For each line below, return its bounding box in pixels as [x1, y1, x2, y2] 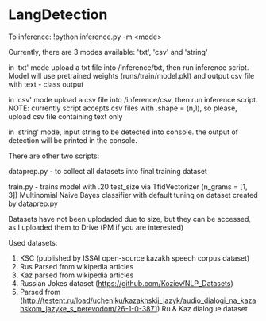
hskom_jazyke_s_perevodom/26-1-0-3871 [19, 304, 158, 313]
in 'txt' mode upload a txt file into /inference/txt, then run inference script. [8, 62, 249, 72]
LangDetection [8, 6, 108, 24]
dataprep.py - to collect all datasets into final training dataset [8, 166, 208, 176]
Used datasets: [8, 238, 58, 247]
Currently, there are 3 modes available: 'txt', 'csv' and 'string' [8, 47, 208, 56]
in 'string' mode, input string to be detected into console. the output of [8, 127, 238, 137]
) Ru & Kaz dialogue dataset [157, 304, 248, 313]
